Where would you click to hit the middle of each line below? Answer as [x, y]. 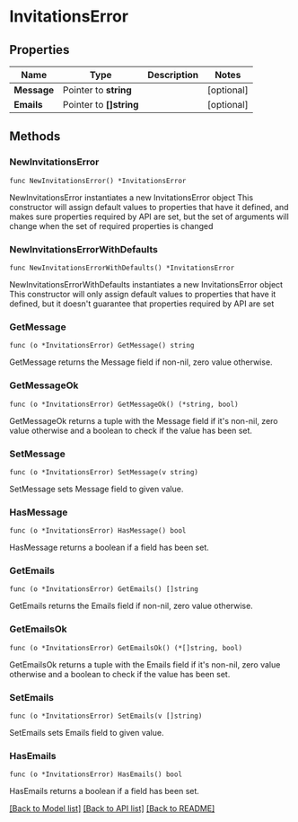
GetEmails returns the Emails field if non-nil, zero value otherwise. [131, 606]
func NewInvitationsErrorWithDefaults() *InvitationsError [122, 268]
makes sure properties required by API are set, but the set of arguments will [149, 217]
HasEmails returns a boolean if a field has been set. [105, 791]
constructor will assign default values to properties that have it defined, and [149, 207]
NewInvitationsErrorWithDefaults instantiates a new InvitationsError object [146, 284]
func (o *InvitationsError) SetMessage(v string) [104, 472]
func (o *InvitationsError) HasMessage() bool [98, 531]
